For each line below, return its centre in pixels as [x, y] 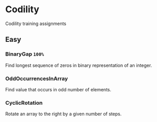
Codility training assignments [36, 23]
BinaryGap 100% [25, 54]
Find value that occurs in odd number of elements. [58, 89]
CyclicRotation [24, 103]
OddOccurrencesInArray [37, 79]
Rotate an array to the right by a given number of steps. [63, 114]
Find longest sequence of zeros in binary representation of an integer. [78, 65]
